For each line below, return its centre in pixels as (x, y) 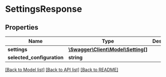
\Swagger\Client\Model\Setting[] (108, 49)
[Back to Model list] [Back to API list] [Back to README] (62, 70)
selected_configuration (36, 58)
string (76, 58)
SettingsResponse (44, 9)
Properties (22, 27)
